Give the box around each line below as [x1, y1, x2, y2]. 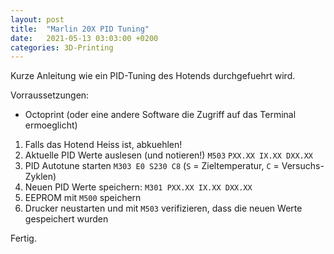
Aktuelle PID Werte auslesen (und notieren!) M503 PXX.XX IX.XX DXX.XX [24, 149, 314, 161]
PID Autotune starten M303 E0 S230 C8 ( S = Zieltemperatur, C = [24, 160, 280, 172]
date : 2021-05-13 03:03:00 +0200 [10, 33, 159, 43]
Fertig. [10, 232, 37, 245]
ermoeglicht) [24, 119, 78, 131]
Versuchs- [281, 160, 325, 172]
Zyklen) [24, 171, 57, 183]
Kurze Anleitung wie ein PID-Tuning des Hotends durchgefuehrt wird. [10, 70, 296, 82]
